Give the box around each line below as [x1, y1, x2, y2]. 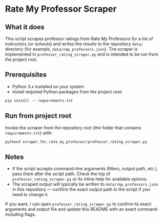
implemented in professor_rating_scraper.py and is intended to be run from [5, 51, 159, 57]
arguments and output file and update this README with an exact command [5, 206, 158, 212]
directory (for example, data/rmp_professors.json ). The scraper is [5, 46, 138, 52]
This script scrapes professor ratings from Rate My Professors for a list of [5, 36, 153, 41]
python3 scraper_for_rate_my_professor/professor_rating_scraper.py [5, 139, 147, 144]
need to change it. [12, 192, 49, 198]
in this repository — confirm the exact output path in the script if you [12, 186, 150, 192]
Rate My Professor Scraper [5, 3, 117, 15]
